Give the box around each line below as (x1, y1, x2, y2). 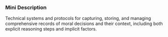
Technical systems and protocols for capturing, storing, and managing (5, 15, 151, 21)
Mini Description (5, 4, 47, 11)
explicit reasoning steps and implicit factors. (5, 26, 97, 32)
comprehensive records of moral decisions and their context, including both (5, 20, 163, 26)
